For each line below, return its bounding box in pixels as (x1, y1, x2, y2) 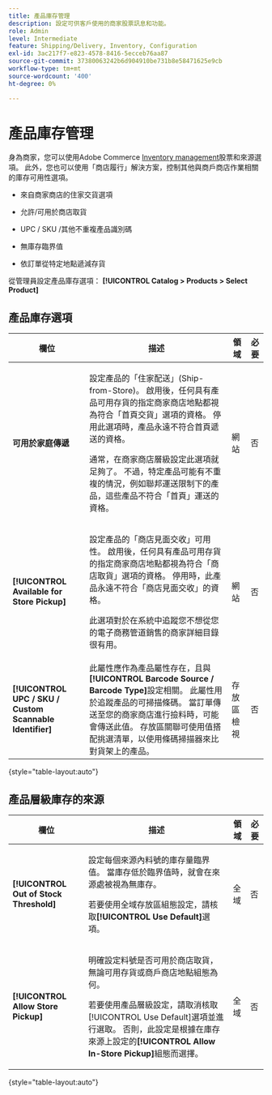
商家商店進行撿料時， (121, 709, 203, 721)
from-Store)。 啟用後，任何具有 (88, 385, 212, 396)
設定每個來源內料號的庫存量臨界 (87, 854, 210, 866)
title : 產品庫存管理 (8, 11, 70, 20)
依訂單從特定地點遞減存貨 (19, 259, 106, 268)
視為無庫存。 (112, 879, 162, 890)
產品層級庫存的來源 (8, 792, 104, 806)
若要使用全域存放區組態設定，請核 (87, 899, 219, 910)
